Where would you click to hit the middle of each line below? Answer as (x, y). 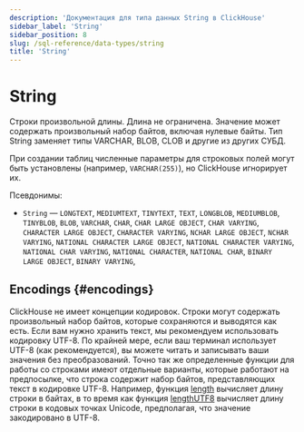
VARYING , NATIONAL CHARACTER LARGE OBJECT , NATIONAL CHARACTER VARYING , (158, 242)
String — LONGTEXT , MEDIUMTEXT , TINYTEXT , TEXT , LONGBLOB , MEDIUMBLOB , (151, 213)
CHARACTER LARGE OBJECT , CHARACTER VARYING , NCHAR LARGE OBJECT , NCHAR (155, 232)
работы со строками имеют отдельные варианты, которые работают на (149, 369)
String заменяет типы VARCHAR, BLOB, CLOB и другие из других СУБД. (148, 141)
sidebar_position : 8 (49, 34)
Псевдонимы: (36, 195)
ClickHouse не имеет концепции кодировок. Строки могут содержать (145, 311)
